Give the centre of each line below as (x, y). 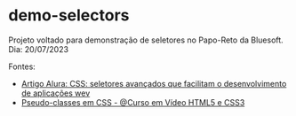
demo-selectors (69, 15)
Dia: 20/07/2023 (38, 49)
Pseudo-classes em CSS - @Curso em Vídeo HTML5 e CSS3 (133, 102)
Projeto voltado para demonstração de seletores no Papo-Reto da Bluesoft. (146, 40)
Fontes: (22, 66)
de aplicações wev (56, 93)
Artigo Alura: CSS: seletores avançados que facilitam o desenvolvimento (154, 83)
